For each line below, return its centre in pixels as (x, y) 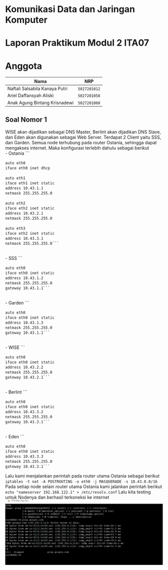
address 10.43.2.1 (24, 213)
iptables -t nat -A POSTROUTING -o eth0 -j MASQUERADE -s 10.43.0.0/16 (81, 482)
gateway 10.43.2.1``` (28, 377)
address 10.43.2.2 (24, 367)
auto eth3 (15, 228)
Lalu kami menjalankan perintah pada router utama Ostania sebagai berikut (82, 476)
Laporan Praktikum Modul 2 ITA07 (77, 43)
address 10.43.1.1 (24, 188)
